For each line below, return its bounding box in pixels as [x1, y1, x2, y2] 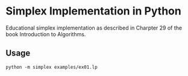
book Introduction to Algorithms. [5, 30, 86, 37]
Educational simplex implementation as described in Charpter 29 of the [5, 24, 182, 31]
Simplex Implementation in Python [5, 4, 181, 18]
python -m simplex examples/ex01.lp [5, 64, 98, 70]
